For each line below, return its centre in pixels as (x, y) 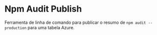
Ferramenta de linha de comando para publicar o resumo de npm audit (75, 22)
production (16, 28)
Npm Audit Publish (43, 9)
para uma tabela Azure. (51, 27)
